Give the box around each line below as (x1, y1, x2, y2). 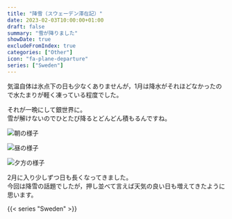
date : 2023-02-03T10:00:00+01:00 (7, 17, 104, 24)
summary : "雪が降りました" (7, 29, 78, 37)
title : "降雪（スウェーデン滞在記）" (7, 10, 103, 17)
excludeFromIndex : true (7, 42, 76, 49)
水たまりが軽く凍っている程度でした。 (13, 90, 123, 99)
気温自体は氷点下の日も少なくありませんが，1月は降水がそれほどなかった (7, 81, 217, 90)
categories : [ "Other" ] (7, 49, 73, 56)
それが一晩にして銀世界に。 (7, 105, 87, 113)
